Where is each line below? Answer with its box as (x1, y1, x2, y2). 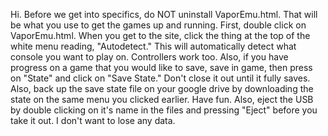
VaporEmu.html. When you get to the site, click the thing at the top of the (10, 30, 311, 41)
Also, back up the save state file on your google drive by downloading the (10, 83, 314, 94)
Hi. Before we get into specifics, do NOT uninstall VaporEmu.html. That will (10, 9, 318, 20)
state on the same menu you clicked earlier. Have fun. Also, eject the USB (10, 94, 314, 105)
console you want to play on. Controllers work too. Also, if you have (10, 51, 289, 63)
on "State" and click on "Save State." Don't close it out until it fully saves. (10, 72, 311, 84)
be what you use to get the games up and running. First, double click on (10, 19, 307, 31)
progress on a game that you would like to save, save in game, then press (10, 62, 313, 73)
